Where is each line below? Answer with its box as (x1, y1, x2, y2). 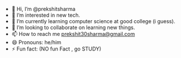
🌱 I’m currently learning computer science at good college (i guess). (11, 18, 176, 24)
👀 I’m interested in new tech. (11, 12, 81, 19)
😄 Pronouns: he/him (11, 39, 61, 46)
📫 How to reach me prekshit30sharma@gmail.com (11, 31, 135, 37)
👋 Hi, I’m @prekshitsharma (11, 6, 76, 12)
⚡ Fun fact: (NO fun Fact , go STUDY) (11, 45, 102, 52)
